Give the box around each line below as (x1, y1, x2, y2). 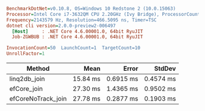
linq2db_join (9, 74, 45, 83)
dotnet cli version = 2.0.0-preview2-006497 (6, 23, 116, 29)
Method (26, 65, 50, 73)
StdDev (154, 65, 176, 73)
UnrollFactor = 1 (6, 51, 45, 57)
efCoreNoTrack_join (9, 95, 67, 102)
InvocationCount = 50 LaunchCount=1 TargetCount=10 (6, 45, 140, 51)
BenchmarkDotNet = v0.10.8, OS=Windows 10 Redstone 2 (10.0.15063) (6, 5, 176, 12)
